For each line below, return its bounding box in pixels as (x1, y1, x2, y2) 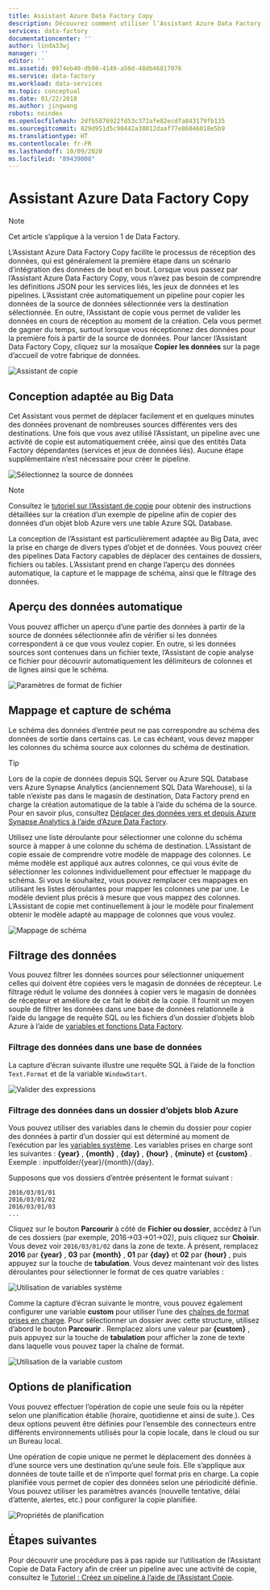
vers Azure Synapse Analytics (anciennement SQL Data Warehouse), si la (8, 782, 252, 792)
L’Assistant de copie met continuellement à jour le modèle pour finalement (8, 900, 254, 910)
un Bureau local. (8, 1436, 63, 1445)
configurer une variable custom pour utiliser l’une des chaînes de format (8, 1307, 250, 1317)
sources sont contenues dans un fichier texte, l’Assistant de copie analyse (8, 647, 255, 657)
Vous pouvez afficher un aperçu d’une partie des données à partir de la (8, 622, 246, 631)
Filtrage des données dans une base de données (8, 1042, 202, 1053)
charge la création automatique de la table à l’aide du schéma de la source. (8, 799, 258, 809)
